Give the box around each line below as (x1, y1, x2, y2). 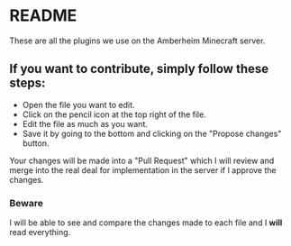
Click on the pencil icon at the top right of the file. (22, 109, 207, 120)
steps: (9, 76, 46, 91)
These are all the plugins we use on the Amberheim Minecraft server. (9, 35, 266, 46)
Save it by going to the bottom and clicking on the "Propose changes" (22, 128, 282, 139)
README (9, 5, 77, 26)
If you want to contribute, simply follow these (9, 61, 269, 77)
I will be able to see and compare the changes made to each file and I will (9, 217, 283, 228)
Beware (9, 196, 43, 209)
